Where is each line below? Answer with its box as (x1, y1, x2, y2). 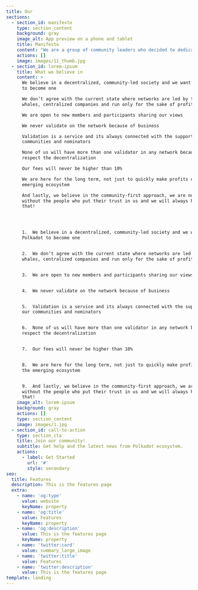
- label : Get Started (21, 454, 75, 460)
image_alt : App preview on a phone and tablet (16, 36, 133, 42)
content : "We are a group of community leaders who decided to (16, 47, 176, 53)
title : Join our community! (16, 438, 85, 444)
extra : (11, 487, 28, 493)
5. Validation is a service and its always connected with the (21, 304, 183, 309)
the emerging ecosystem (21, 367, 81, 373)
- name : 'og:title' (16, 509, 65, 515)
